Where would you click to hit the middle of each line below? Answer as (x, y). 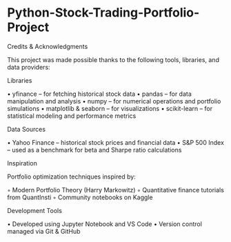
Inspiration (22, 163)
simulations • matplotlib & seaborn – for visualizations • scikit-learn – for (110, 108)
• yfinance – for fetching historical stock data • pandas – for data (99, 94)
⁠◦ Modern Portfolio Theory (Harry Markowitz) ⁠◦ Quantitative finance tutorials (115, 190)
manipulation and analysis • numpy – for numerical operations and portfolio (114, 101)
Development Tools (34, 210)
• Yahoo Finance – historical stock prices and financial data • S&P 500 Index (115, 142)
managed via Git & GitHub (44, 231)
